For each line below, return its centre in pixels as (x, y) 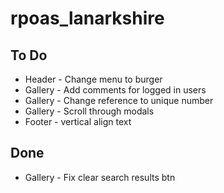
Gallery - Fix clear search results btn (100, 177)
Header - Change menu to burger (93, 79)
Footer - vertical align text (78, 121)
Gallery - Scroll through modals (89, 111)
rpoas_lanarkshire (87, 18)
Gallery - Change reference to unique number (119, 100)
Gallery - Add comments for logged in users (115, 90)
